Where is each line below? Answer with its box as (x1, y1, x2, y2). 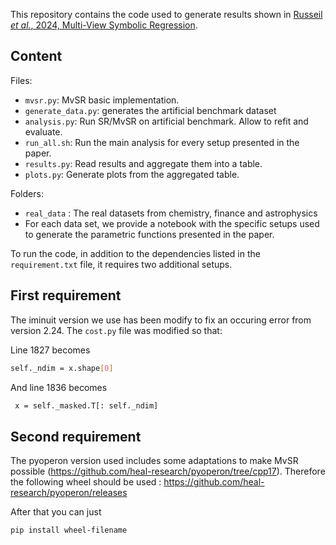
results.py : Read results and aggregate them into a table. (24, 157, 263, 169)
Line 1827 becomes (10, 344, 91, 356)
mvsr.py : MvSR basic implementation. (24, 94, 180, 106)
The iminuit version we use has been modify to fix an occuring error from (10, 314, 312, 326)
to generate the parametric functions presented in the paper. (24, 228, 275, 240)
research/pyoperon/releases (10, 487, 128, 499)
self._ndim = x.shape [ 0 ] (10, 363, 114, 373)
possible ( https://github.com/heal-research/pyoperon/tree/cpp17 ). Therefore (10, 465, 326, 478)
